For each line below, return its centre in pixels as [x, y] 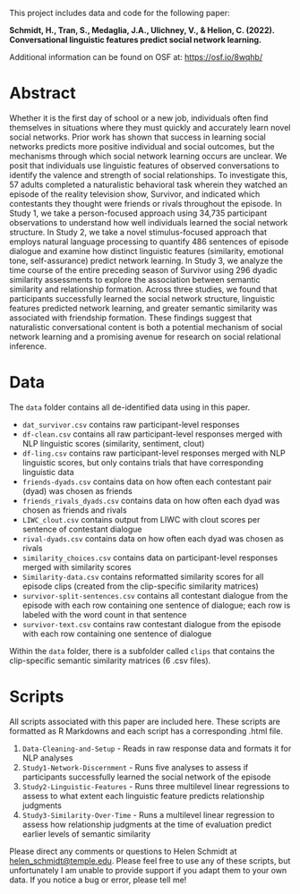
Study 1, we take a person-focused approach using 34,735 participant [138, 213]
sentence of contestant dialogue [82, 529]
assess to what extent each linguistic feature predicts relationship [143, 796]
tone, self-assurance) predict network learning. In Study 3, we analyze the [146, 260]
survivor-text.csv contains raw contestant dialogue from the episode [152, 624]
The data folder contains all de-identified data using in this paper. [130, 407]
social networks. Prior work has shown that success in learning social [138, 137]
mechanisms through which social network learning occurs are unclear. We [148, 156]
